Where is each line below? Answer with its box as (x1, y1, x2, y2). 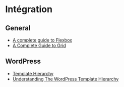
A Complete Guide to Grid (12, 42, 67, 49)
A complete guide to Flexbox (12, 37, 72, 43)
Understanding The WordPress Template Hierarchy (12, 76, 119, 82)
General (5, 24, 31, 32)
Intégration (5, 4, 53, 15)
